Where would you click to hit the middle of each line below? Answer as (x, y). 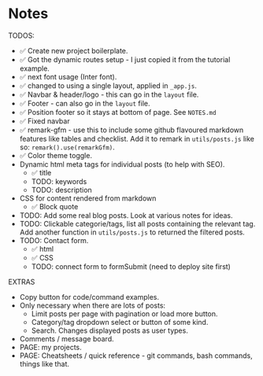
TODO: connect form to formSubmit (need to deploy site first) (131, 266)
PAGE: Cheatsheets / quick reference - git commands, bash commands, (136, 356)
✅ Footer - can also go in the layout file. (85, 103)
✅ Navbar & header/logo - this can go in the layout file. (109, 94)
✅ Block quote (55, 206)
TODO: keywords (59, 181)
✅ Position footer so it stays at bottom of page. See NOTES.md (118, 112)
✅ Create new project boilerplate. (74, 50)
